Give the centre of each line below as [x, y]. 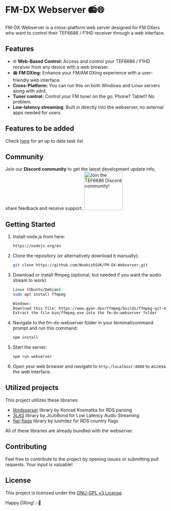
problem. [22, 101]
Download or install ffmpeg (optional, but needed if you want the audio [87, 275]
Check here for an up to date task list [44, 141]
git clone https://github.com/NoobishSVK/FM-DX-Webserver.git [80, 265]
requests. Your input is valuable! [39, 464]
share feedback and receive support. [44, 208]
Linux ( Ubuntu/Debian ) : [38, 289]
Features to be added [40, 129]
